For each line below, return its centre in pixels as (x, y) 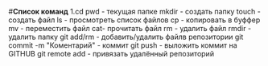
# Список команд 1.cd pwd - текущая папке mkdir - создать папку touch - (135, 12)
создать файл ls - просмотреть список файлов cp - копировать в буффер (134, 20)
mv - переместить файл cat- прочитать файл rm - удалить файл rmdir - (130, 28)
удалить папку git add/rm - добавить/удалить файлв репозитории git (126, 37)
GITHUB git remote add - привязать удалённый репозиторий (111, 54)
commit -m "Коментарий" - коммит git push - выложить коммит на (123, 45)
